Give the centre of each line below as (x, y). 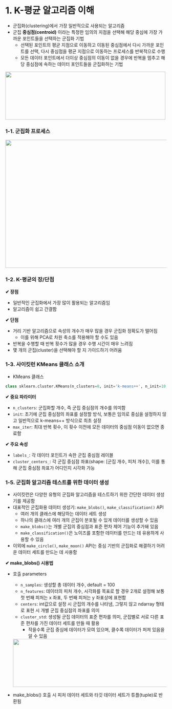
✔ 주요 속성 (17, 444)
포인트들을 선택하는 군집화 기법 (53, 38)
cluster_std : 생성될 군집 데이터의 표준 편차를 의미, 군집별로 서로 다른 (89, 617)
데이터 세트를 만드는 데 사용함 (48, 552)
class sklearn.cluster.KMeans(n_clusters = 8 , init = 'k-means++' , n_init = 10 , (87, 386)
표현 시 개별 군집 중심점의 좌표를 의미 (63, 610)
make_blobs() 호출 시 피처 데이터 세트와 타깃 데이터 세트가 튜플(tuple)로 (85, 695)
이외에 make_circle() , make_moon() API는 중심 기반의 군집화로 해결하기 (84, 546)
